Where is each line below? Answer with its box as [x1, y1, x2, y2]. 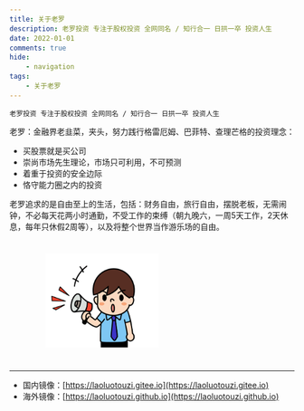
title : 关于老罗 [9, 14, 65, 24]
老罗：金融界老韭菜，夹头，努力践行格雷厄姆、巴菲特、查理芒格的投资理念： [9, 126, 295, 137]
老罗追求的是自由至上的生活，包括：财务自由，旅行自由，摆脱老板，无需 [9, 198, 279, 209]
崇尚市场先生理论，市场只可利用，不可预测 [22, 157, 182, 167]
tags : [9, 72, 30, 81]
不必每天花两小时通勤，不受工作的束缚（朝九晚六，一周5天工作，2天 [24, 209, 280, 221]
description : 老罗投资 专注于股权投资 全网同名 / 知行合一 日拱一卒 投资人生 [9, 24, 273, 33]
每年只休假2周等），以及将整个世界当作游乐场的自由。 [24, 221, 224, 232]
